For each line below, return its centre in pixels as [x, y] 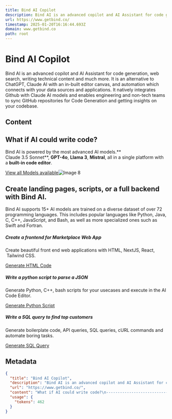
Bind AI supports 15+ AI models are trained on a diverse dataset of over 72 [84, 209]
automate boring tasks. [30, 336]
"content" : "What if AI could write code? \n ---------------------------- [90, 392]
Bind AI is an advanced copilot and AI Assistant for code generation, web [82, 73]
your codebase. [22, 106]
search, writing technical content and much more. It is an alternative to [80, 79]
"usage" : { [21, 397]
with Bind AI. [26, 197]
